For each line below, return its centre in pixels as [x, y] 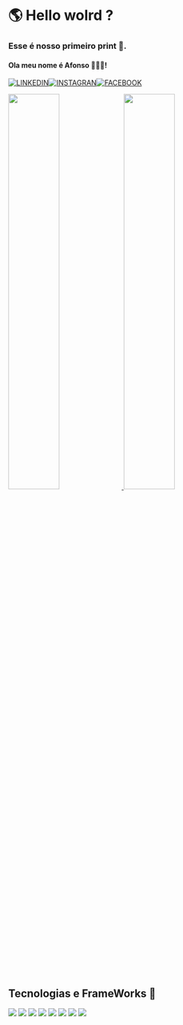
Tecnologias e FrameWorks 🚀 [82, 993]
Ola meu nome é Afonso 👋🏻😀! [58, 65]
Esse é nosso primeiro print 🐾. [68, 46]
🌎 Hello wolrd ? [61, 16]
